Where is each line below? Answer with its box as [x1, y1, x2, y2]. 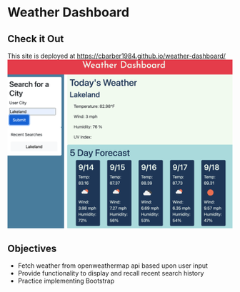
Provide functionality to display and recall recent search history [17, 269, 204, 278]
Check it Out [7, 33, 64, 45]
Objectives [7, 242, 57, 254]
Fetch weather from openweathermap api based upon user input [17, 261, 209, 270]
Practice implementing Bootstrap [17, 276, 115, 286]
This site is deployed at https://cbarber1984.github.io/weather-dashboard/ [7, 51, 226, 60]
